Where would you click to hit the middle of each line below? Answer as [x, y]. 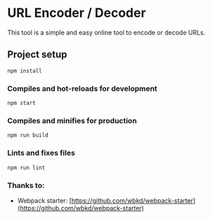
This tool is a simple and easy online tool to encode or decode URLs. [106, 32]
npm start [22, 104]
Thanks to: [26, 185]
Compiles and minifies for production [72, 120]
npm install [25, 71]
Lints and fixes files [41, 153]
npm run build [28, 135]
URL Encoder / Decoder [77, 13]
